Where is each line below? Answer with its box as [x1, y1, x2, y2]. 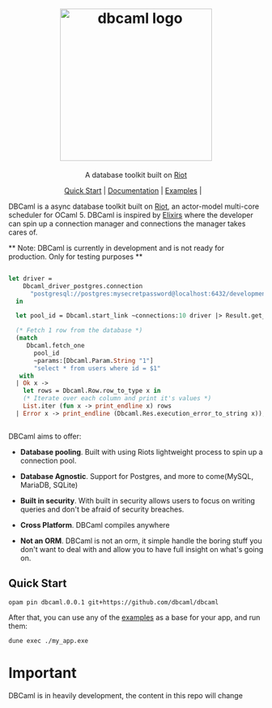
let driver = [8, 274, 53, 283]
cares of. [8, 227, 38, 237]
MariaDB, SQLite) [19, 480, 79, 490]
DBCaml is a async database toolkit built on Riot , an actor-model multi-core [8, 201, 260, 211]
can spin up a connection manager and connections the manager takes [8, 218, 246, 228]
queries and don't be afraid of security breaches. [19, 504, 185, 514]
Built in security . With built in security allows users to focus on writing [19, 495, 255, 505]
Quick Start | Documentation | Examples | [64, 185, 202, 195]
